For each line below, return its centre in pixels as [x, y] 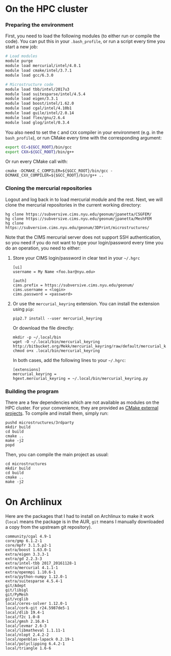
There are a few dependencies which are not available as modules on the [82, 402]
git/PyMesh [17, 595]
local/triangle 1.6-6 [28, 648]
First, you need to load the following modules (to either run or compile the [83, 36]
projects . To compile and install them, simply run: [57, 413]
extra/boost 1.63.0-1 [28, 550]
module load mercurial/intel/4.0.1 [43, 66]
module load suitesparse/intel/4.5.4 [45, 94]
